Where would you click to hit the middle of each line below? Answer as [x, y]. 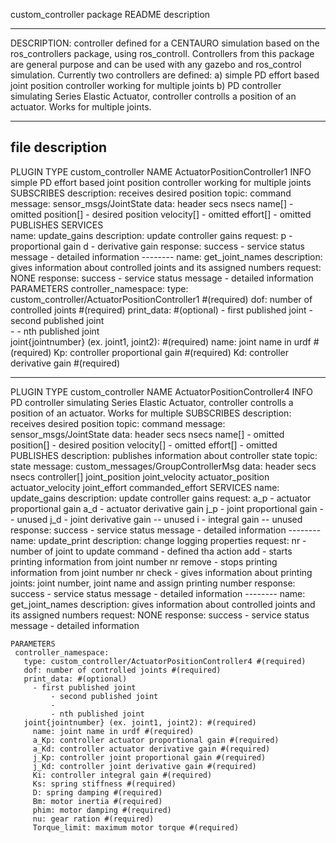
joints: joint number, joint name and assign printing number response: [153, 583]
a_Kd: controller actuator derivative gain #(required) [151, 749]
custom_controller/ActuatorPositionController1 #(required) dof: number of [161, 299]
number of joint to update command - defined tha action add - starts [151, 551]
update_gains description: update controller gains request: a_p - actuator [161, 498]
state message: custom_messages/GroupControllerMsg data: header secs [163, 466]
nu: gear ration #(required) [93, 819]
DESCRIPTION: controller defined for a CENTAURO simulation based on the [165, 43]
